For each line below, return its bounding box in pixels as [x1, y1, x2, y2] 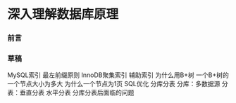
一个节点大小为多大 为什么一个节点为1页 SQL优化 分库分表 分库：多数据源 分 [7, 80, 228, 88]
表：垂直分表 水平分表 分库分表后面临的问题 [7, 88, 135, 97]
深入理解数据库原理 [7, 6, 119, 22]
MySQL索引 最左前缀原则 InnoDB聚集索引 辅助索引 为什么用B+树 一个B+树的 [7, 71, 229, 79]
